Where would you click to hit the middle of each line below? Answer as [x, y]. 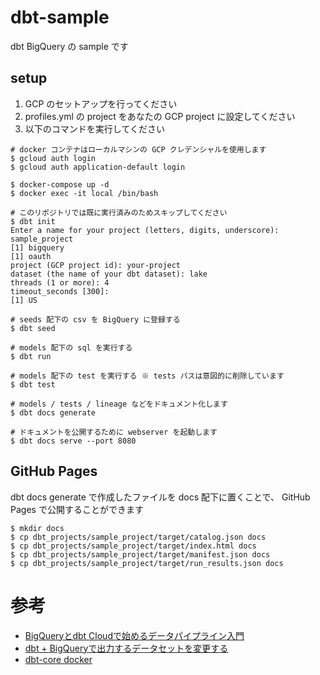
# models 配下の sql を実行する [71, 347]
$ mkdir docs [37, 528]
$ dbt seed [33, 328]
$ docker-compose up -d [60, 184]
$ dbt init [33, 221]
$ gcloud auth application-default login [98, 167]
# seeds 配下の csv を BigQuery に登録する [95, 319]
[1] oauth [31, 256]
